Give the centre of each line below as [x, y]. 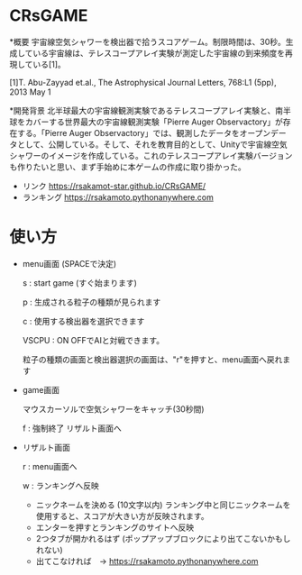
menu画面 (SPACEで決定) [69, 263]
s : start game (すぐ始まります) [80, 283]
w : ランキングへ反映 [60, 485]
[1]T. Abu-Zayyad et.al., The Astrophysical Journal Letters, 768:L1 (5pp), [143, 82]
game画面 [41, 389]
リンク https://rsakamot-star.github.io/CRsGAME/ [114, 186]
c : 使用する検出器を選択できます [83, 321]
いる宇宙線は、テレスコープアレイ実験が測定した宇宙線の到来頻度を [159, 53]
